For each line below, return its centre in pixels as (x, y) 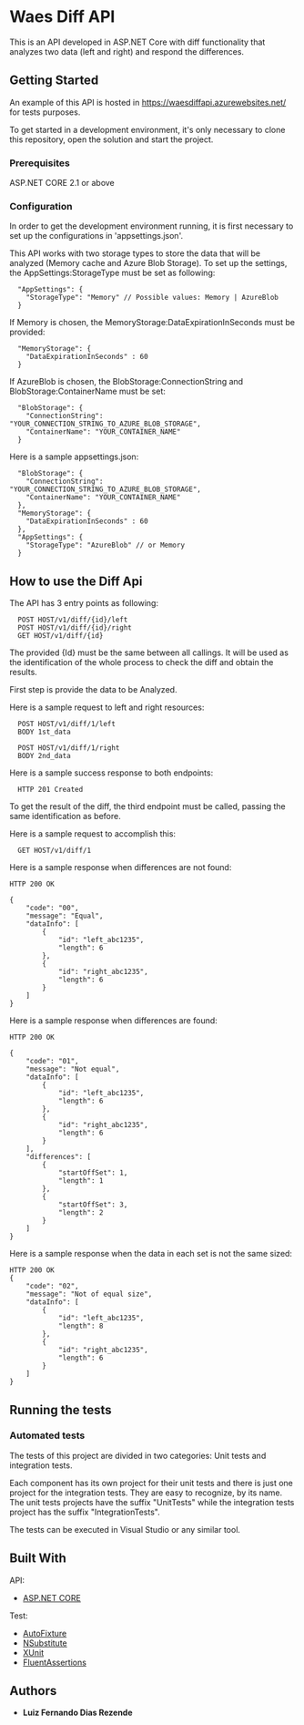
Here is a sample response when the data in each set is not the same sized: (151, 1254)
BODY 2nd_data (44, 756)
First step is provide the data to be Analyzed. (93, 690)
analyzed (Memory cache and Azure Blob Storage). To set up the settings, (148, 263)
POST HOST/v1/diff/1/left (67, 724)
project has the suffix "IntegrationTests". (85, 1512)
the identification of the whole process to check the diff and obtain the (142, 662)
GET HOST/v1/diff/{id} (61, 636)
